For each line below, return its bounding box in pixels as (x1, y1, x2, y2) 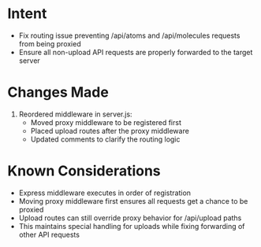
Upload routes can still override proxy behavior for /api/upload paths (18, 213, 242, 223)
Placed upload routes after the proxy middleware (30, 126, 190, 135)
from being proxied (18, 39, 81, 48)
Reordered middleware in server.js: (18, 109, 132, 119)
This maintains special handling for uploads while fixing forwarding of (18, 221, 245, 230)
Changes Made (7, 83, 110, 101)
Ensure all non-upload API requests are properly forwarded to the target (18, 47, 253, 57)
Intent (7, 5, 47, 23)
